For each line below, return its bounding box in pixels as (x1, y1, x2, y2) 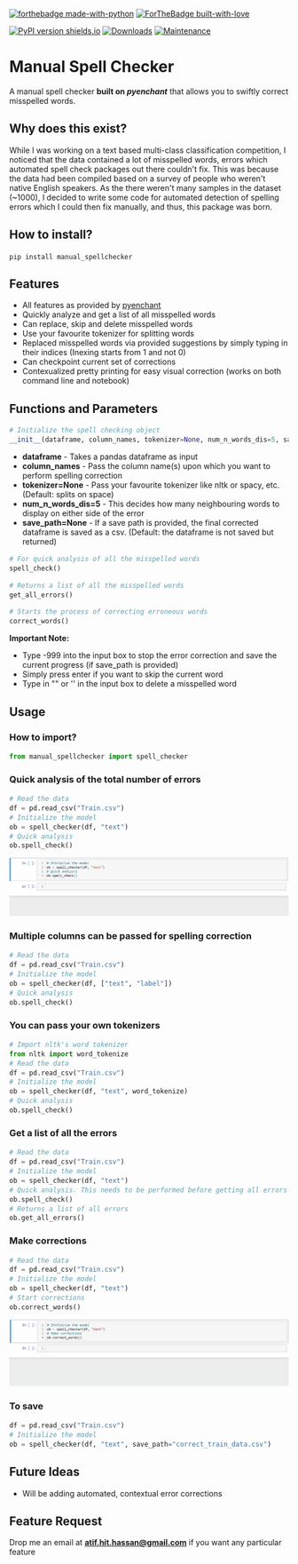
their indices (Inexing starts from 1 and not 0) (21, 347, 186, 358)
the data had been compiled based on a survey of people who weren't (9, 173, 266, 184)
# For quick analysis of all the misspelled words (9, 554, 200, 563)
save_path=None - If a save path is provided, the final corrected (21, 517, 259, 528)
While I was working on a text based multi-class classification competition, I (9, 145, 286, 155)
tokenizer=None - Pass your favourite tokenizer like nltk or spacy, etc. (21, 480, 280, 490)
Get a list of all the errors (9, 1126, 118, 1139)
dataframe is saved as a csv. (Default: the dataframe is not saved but (21, 527, 274, 537)
